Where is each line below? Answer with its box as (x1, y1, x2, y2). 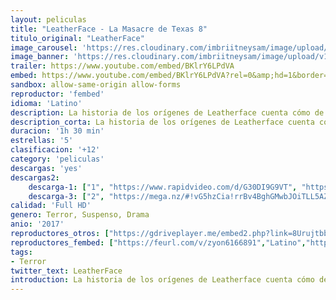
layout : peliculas (10, 14, 87, 25)
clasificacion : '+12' (10, 145, 101, 155)
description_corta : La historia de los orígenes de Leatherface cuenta (10, 117, 315, 127)
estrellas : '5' (10, 136, 74, 146)
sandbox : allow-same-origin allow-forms (10, 80, 182, 90)
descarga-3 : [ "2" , (28, 191, 105, 201)
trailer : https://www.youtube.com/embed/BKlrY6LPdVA (10, 61, 235, 71)
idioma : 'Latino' (10, 98, 83, 108)
